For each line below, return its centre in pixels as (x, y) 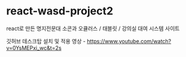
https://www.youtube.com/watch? (129, 41)
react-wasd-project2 (60, 11)
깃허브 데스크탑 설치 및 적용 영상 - (46, 41)
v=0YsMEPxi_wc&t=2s (34, 48)
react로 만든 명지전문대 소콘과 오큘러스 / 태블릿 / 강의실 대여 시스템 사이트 (93, 28)
